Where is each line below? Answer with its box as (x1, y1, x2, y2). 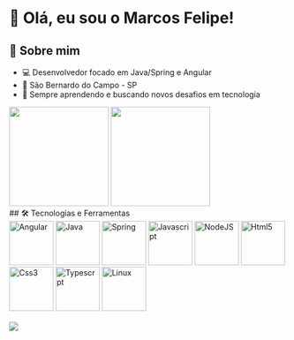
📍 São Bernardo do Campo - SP (21, 79, 138, 90)
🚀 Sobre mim (9, 43, 81, 58)
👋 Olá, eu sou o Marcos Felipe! (9, 8, 235, 28)
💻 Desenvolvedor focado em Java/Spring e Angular (21, 67, 212, 78)
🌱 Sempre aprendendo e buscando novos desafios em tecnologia (21, 89, 260, 100)
